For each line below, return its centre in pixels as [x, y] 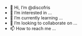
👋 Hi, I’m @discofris [30, 8]
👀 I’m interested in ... [31, 13]
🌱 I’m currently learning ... [36, 18]
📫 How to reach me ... [33, 28]
